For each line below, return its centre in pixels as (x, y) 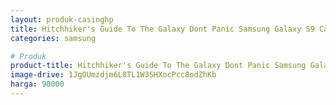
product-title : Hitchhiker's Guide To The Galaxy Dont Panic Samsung (158, 66)
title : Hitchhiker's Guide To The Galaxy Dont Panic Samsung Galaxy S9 (162, 29)
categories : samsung (53, 38)
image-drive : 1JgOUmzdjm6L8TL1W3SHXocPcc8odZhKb (113, 75)
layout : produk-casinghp (62, 19)
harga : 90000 (37, 84)
